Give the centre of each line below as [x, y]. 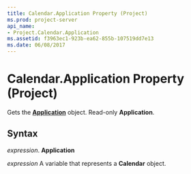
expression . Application [41, 150]
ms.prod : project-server [42, 20]
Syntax [23, 134]
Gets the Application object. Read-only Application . [81, 112]
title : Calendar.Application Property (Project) [77, 13]
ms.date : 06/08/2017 [36, 45]
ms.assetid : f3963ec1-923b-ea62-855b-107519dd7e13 [80, 39]
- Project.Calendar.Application [53, 32]
